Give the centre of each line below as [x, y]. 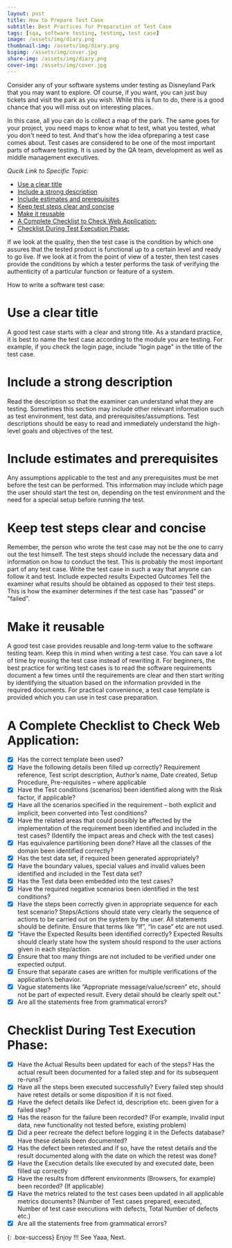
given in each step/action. [54, 949]
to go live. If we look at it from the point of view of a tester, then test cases [113, 257]
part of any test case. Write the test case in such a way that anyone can [109, 569]
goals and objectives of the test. [68, 431]
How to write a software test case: [56, 284]
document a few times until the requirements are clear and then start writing [116, 675]
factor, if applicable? [46, 797]
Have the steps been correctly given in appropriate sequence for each [117, 904]
